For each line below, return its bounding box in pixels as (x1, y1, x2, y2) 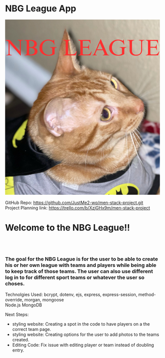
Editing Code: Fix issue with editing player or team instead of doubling (12, 342, 154, 348)
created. (12, 336, 29, 342)
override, (5, 297, 24, 302)
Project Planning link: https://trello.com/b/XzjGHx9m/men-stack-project (5, 205, 150, 210)
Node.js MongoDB (5, 302, 42, 308)
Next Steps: (5, 311, 29, 317)
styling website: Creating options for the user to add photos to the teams (12, 331, 160, 337)
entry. (12, 347, 25, 353)
